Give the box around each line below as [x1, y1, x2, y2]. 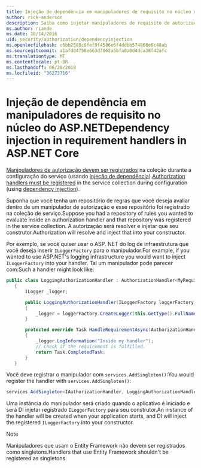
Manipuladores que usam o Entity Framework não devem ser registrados [6, 442, 185, 449]
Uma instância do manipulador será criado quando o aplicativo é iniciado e [6, 400, 190, 407]
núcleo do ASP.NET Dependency [6, 121, 170, 135]
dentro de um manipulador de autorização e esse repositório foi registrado [6, 203, 190, 211]
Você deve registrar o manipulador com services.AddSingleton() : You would [6, 371, 194, 378]
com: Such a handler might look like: [6, 266, 95, 273]
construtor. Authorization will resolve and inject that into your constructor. [6, 229, 187, 236]
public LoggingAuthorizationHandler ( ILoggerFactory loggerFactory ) [25, 299, 197, 305]
